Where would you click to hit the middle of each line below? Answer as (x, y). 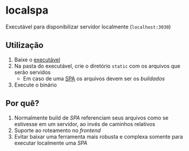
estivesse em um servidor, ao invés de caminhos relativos (84, 124)
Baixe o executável (37, 59)
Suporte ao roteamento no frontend (57, 130)
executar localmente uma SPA (51, 143)
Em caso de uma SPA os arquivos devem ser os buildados (94, 78)
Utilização (25, 45)
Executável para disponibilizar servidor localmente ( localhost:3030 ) (88, 27)
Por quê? (23, 103)
